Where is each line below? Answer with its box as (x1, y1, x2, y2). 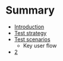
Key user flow (23, 42, 57, 49)
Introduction (14, 23, 45, 30)
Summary (5, 4, 55, 17)
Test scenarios (14, 36, 51, 43)
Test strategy (14, 29, 47, 36)
